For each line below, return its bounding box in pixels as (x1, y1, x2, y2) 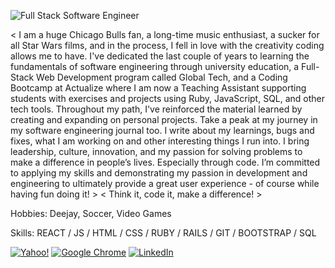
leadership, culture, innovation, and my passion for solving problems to (10, 146, 303, 157)
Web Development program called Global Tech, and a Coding (36, 71, 288, 83)
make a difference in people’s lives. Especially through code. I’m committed (10, 156, 321, 168)
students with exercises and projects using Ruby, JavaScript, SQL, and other (10, 93, 326, 104)
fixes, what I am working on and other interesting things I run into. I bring (10, 135, 310, 147)
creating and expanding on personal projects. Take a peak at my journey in (10, 114, 318, 125)
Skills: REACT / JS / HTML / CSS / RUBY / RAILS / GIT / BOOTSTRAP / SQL (10, 227, 317, 239)
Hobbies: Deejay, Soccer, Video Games (10, 208, 172, 219)
